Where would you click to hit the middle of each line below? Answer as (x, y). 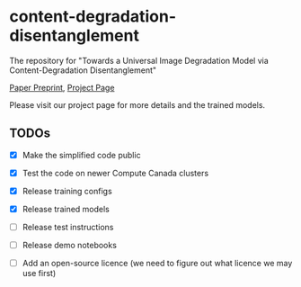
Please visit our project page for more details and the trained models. (137, 104)
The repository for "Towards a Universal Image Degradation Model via (139, 60)
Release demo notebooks (69, 246)
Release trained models (66, 209)
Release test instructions (68, 227)
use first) (39, 274)
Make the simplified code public (81, 155)
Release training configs (67, 191)
